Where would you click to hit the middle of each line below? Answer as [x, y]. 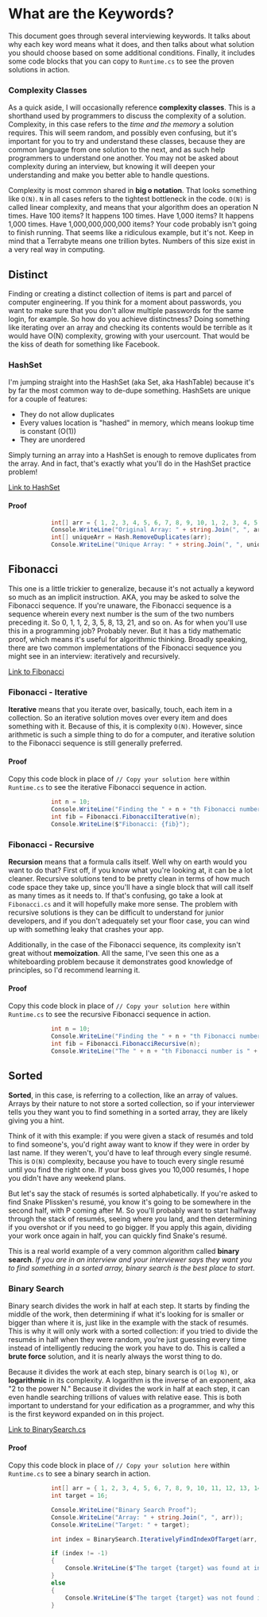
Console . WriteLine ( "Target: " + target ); [120, 1525]
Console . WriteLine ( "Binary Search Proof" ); [124, 1510]
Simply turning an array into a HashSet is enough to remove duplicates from [132, 455]
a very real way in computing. [57, 250]
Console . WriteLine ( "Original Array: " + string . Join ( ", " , [150, 530]
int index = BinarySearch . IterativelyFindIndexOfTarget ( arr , [154, 1539]
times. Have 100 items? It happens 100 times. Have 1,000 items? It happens [131, 216]
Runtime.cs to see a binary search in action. [79, 1474]
